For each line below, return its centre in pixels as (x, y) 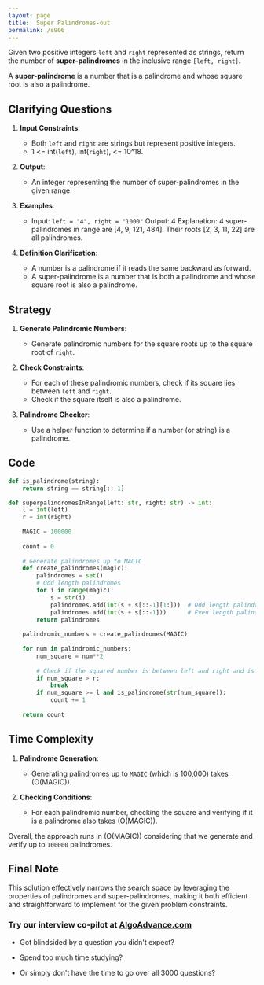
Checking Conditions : (56, 797)
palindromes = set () (70, 576)
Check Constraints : (52, 367)
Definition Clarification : (59, 253)
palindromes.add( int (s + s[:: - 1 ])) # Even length (142, 612)
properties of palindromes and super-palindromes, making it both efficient (128, 896)
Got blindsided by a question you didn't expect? (97, 942)
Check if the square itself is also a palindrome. (106, 399)
